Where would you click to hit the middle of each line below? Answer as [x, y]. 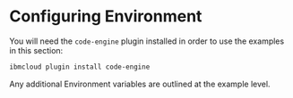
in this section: [36, 50]
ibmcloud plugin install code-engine [80, 67]
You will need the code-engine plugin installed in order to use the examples [147, 41]
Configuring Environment [106, 16]
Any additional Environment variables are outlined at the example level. [140, 84]
